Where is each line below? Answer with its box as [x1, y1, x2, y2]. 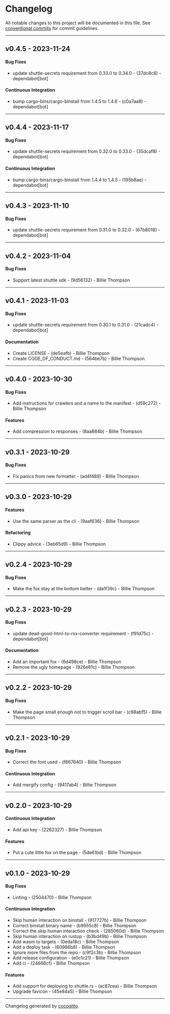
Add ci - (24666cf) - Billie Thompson [12, 960, 90, 966]
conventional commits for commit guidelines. [5, 25, 99, 31]
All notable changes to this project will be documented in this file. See [5, 20, 151, 26]
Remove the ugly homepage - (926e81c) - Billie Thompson [12, 664, 135, 670]
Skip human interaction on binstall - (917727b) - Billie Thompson [12, 917, 147, 923]
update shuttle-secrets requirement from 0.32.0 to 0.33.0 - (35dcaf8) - [12, 148, 161, 154]
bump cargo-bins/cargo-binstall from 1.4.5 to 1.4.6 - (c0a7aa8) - [12, 98, 147, 104]
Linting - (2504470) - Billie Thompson [12, 894, 92, 900]
